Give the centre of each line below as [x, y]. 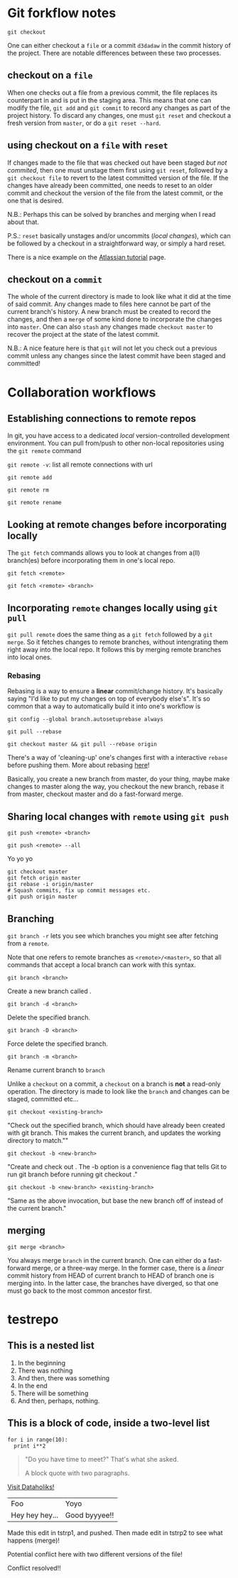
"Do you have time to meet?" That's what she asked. [102, 1459]
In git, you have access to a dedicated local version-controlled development [119, 436]
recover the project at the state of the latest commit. [83, 335]
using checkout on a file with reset [88, 145]
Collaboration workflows [82, 392]
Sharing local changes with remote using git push [118, 816]
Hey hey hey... [35, 1515]
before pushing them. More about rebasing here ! [79, 765]
